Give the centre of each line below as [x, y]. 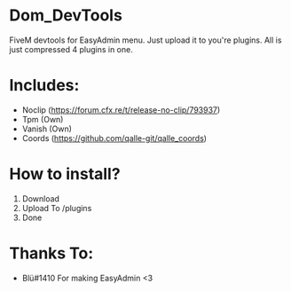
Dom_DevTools [66, 16]
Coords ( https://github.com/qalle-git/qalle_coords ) [114, 138]
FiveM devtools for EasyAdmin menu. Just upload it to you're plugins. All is [145, 40]
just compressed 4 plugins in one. [71, 49]
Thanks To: [51, 253]
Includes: [44, 86]
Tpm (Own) [43, 119]
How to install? [65, 174]
